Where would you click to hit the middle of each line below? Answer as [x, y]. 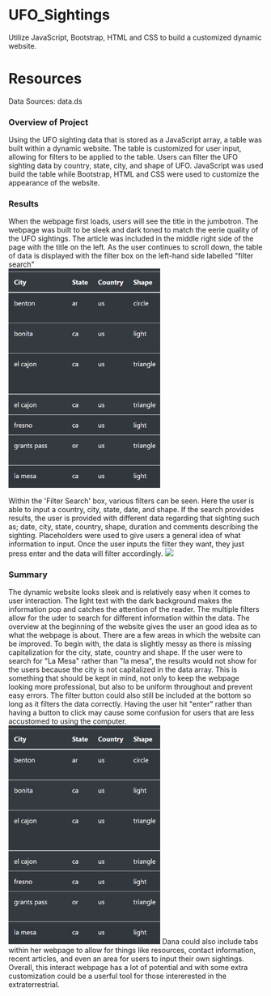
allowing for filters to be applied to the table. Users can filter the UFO [123, 157]
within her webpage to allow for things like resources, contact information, [132, 951]
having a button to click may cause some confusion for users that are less [131, 712]
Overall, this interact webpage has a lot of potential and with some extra [128, 968]
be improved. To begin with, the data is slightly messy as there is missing [130, 643]
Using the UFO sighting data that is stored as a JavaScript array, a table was [135, 140]
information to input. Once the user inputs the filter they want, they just [127, 544]
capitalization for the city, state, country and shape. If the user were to [125, 652]
